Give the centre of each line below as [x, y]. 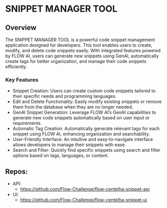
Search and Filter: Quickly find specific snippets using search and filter [87, 150]
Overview [21, 28]
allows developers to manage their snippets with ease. [69, 145]
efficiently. [16, 67]
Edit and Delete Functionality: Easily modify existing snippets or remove [87, 101]
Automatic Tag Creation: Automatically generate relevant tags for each [86, 129]
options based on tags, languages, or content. [60, 156]
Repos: [16, 171]
